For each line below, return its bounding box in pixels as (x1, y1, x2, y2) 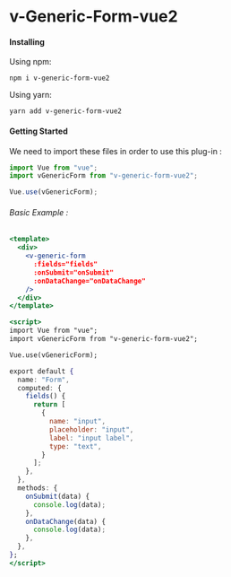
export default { (9, 366, 74, 376)
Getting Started (9, 126, 69, 136)
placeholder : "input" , (48, 424, 134, 434)
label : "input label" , (48, 433, 134, 442)
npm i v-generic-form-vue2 (9, 74, 110, 83)
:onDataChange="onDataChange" (32, 276, 146, 285)
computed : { (17, 383, 63, 392)
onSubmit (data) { (25, 492, 90, 501)
